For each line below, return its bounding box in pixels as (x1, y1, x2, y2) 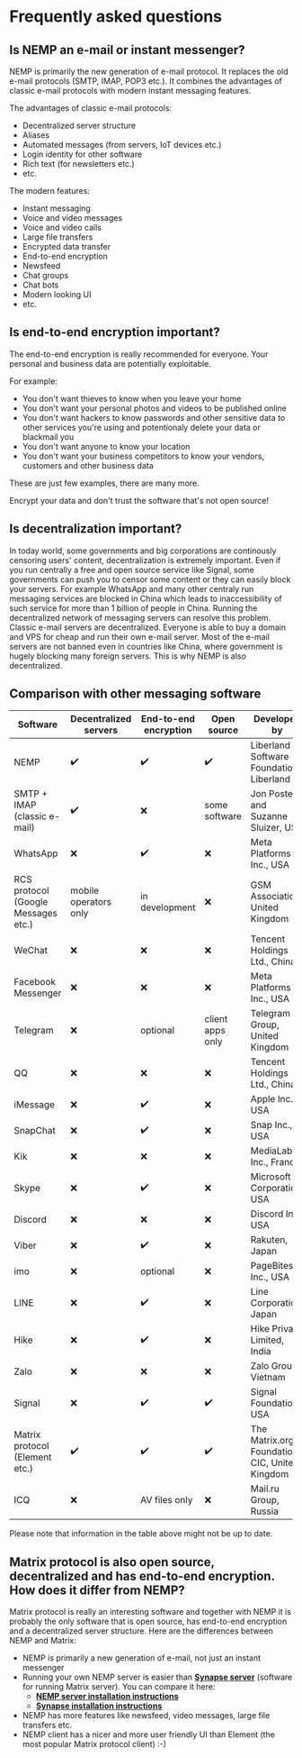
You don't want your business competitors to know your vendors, (22, 451, 265, 461)
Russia (250, 1505, 279, 1517)
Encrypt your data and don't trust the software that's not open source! (9, 495, 270, 506)
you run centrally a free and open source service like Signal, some (9, 564, 254, 575)
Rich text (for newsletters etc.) (22, 159, 135, 169)
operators (70, 896, 112, 908)
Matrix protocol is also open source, (9, 1554, 215, 1570)
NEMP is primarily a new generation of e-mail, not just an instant (22, 1653, 262, 1663)
